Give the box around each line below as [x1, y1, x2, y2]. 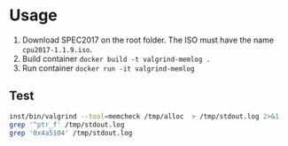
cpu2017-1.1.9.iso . [21, 43, 93, 54]
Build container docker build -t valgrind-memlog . [21, 53, 211, 64]
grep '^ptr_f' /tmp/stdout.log [9, 120, 125, 129]
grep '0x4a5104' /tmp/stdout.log [9, 128, 133, 137]
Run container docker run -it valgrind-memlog [21, 63, 195, 73]
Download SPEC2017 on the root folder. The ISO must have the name [21, 35, 275, 45]
